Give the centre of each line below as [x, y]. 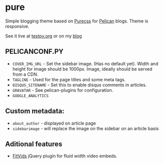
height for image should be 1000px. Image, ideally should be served [82, 69]
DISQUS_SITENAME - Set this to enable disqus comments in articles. [79, 85]
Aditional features [34, 144]
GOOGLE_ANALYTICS [30, 96]
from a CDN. [25, 74]
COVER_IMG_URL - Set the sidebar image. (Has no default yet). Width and [85, 63]
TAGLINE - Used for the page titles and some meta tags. [69, 79]
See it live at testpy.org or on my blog [44, 36]
